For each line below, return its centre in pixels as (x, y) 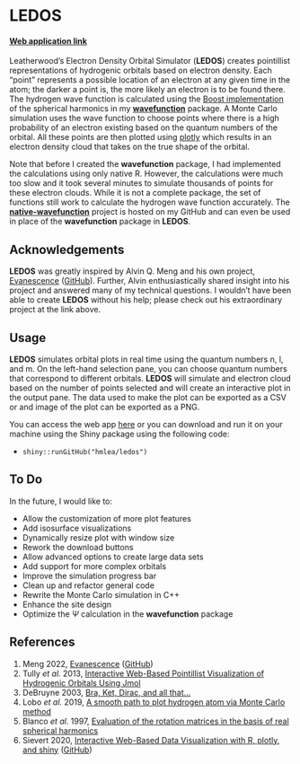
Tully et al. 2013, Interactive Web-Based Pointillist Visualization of (143, 673)
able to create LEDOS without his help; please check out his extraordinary (146, 300)
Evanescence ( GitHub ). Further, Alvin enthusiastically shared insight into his (150, 281)
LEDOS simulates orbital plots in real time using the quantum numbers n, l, (146, 359)
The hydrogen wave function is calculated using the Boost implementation (147, 99)
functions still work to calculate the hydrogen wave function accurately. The (150, 202)
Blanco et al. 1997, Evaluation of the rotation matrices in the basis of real (155, 721)
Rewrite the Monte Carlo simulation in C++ (101, 594)
